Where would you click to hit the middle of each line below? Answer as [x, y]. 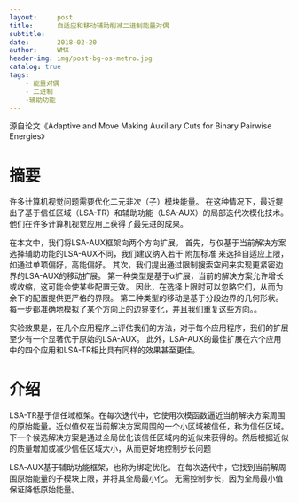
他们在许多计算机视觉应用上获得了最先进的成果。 [98, 224]
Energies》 [27, 136]
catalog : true [35, 67]
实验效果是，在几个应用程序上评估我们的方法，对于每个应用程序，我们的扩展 [149, 328]
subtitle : [27, 34]
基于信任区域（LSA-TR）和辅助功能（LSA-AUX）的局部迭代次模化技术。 [156, 213]
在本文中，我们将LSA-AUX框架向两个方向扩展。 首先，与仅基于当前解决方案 [148, 243]
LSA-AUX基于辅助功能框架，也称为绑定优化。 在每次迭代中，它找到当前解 [144, 468]
